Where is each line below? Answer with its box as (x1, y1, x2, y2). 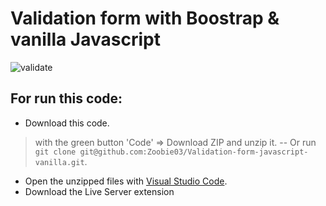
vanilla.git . (34, 155, 88, 167)
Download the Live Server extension (24, 185, 175, 197)
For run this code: (10, 90, 123, 107)
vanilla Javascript (10, 28, 161, 51)
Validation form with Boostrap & (10, 7, 280, 30)
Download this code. (24, 117, 110, 129)
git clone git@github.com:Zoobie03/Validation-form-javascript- (34, 147, 309, 157)
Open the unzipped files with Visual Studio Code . (24, 175, 228, 187)
